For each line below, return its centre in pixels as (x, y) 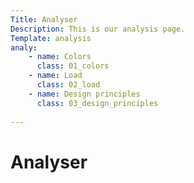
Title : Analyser (44, 19)
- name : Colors (60, 57)
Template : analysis (51, 38)
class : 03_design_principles (97, 103)
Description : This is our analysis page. (98, 29)
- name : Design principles (84, 94)
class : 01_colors (73, 66)
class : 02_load (68, 85)
